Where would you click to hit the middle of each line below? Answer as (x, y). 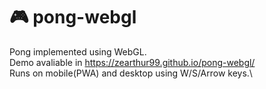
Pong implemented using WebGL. (78, 51)
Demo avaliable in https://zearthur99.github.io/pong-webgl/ (132, 62)
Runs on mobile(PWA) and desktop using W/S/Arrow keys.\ (131, 73)
